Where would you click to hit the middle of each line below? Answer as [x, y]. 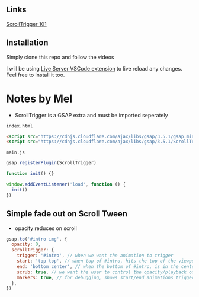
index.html [20, 126]
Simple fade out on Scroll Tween [67, 214]
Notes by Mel [39, 99]
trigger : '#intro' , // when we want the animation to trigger [95, 256]
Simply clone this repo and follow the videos [60, 57]
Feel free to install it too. [36, 75]
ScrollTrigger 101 [26, 24]
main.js [16, 153]
